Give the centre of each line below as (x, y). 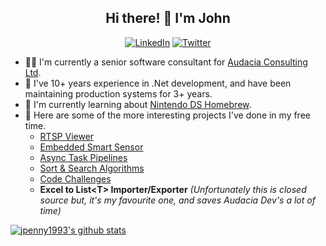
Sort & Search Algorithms (92, 168)
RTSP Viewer (67, 136)
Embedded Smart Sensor (91, 147)
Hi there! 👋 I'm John (168, 18)
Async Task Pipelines (83, 157)
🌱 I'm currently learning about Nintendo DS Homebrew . (138, 104)
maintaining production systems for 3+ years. (118, 93)
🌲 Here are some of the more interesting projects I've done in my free (167, 115)
